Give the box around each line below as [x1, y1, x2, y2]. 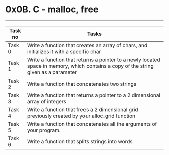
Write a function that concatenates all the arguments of [27, 120, 157, 127]
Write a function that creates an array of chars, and [27, 42, 147, 49]
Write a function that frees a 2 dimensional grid [27, 106, 138, 113]
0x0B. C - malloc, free [5, 4, 99, 15]
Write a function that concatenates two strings [27, 80, 137, 87]
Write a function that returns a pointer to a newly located [27, 56, 160, 63]
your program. [27, 127, 61, 134]
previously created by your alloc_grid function [27, 112, 136, 119]
